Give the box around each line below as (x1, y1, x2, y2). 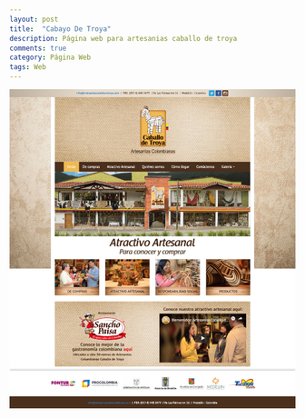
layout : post (9, 15, 59, 24)
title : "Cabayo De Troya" (9, 24, 112, 34)
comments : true (9, 44, 67, 53)
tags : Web (9, 63, 47, 72)
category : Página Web (9, 53, 92, 63)
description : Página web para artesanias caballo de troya (9, 34, 238, 43)
